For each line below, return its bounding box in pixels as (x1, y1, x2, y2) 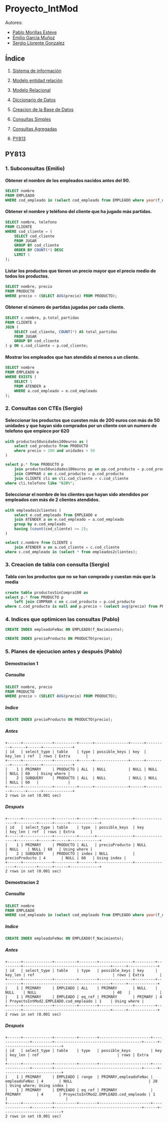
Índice (5, 55, 25, 63)
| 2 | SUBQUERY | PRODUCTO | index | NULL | (5, 851, 135, 856)
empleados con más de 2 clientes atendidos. (5, 497, 100, 503)
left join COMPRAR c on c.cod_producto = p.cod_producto (14, 599, 135, 604)
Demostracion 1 (5, 660, 38, 666)
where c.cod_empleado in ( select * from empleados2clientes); (5, 549, 137, 554)
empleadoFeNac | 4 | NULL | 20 (5, 1079, 157, 1084)
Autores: (5, 20, 23, 26)
